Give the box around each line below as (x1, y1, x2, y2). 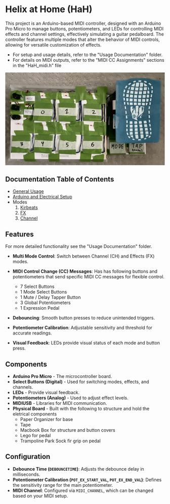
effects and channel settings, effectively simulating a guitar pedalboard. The (5, 31, 164, 37)
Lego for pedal (20, 433, 51, 439)
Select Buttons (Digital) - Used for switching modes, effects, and (12, 379, 149, 385)
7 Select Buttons (20, 283, 55, 289)
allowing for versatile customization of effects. (5, 41, 102, 48)
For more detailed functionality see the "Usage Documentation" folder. (5, 243, 152, 249)
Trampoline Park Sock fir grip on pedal (20, 438, 101, 444)
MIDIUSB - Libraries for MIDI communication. (12, 400, 107, 406)
